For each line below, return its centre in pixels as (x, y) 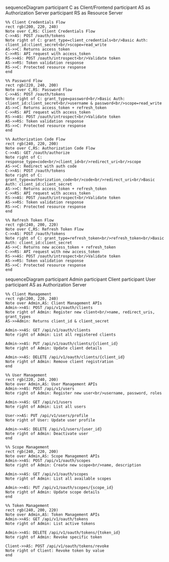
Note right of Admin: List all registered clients (61, 335)
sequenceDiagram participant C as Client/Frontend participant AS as (78, 7)
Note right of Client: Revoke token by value (55, 551)
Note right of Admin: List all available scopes (58, 479)
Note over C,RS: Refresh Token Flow (44, 229)
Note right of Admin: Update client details (54, 348)
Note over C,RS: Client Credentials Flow (50, 31)
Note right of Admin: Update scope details (53, 492)
